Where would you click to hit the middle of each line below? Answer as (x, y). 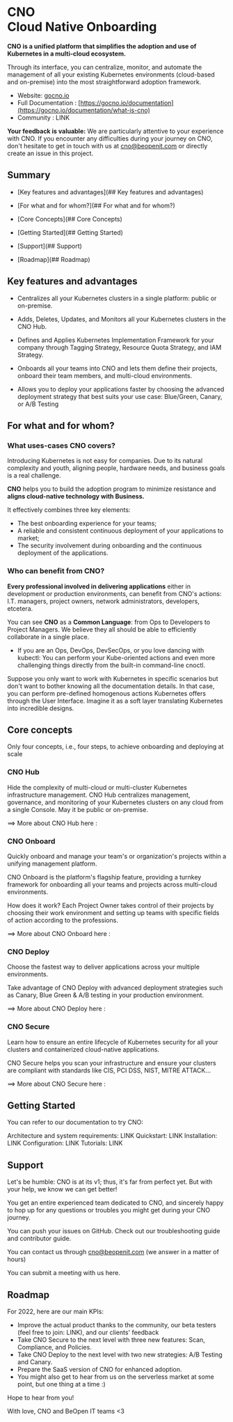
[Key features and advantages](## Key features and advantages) (110, 192)
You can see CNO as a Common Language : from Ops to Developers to (109, 622)
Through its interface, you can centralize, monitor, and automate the (105, 67)
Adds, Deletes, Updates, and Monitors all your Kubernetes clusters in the (121, 319)
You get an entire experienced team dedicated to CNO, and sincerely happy (115, 1203)
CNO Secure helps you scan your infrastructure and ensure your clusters (112, 1063)
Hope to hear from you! (41, 1398)
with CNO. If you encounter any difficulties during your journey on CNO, (110, 138)
